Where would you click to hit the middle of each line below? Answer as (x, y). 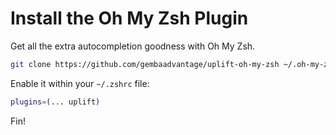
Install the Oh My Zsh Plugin (129, 18)
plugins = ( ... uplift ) (55, 102)
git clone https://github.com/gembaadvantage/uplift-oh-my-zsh (145, 64)
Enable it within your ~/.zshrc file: (80, 83)
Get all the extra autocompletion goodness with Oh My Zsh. (133, 46)
